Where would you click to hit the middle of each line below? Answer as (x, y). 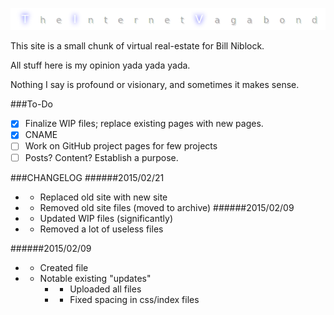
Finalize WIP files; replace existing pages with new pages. (144, 124)
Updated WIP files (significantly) (106, 218)
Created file (64, 267)
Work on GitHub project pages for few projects (121, 146)
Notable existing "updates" (95, 278)
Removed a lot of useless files (101, 229)
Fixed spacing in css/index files (134, 299)
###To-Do (31, 104)
